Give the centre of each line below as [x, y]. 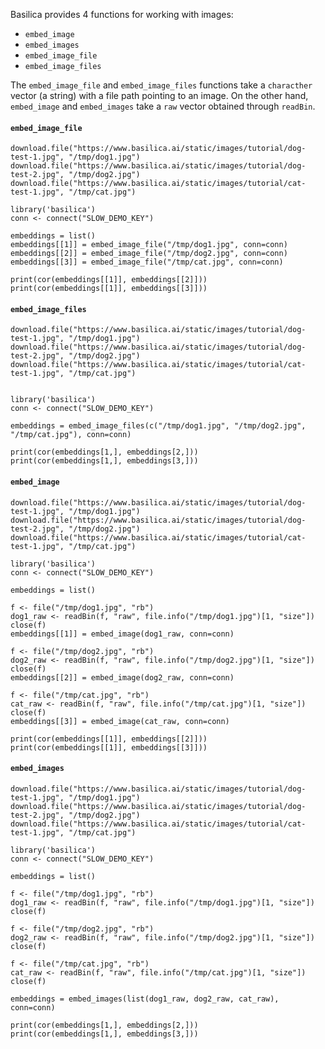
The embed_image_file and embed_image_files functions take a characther [161, 85]
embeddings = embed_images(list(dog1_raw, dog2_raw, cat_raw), [145, 999]
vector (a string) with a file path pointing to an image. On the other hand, [159, 95]
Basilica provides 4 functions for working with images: [122, 14]
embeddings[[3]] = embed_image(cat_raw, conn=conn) [120, 721]
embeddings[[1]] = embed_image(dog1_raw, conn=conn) [122, 634]
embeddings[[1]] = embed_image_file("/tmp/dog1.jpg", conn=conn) [149, 245]
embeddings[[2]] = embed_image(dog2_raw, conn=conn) [122, 677]
